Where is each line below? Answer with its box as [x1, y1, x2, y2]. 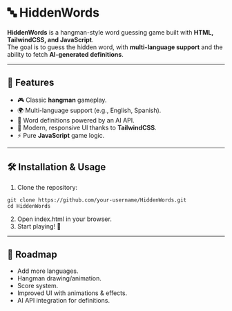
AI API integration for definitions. [17, 296, 110, 305]
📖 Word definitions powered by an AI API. [17, 116, 135, 124]
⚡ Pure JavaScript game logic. [17, 131, 105, 139]
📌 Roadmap [7, 248, 57, 260]
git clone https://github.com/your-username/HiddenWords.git [7, 196, 187, 204]
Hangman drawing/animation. [17, 274, 102, 283]
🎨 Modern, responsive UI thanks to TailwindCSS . [17, 123, 157, 132]
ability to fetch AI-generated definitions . [7, 50, 124, 58]
